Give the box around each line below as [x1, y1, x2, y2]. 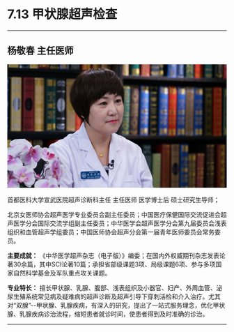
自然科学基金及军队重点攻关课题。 [13, 269, 111, 277]
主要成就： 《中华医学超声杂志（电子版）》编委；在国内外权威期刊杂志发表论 [7, 251, 226, 259]
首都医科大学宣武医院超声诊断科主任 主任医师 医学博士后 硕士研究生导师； [7, 195, 220, 204]
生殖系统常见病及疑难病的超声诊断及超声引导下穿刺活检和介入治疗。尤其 [13, 292, 221, 301]
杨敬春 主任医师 [7, 45, 74, 56]
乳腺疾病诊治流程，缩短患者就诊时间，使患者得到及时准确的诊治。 [19, 310, 209, 318]
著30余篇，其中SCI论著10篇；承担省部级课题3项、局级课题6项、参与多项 [7, 259, 216, 269]
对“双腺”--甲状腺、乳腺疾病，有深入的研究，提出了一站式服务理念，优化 [7, 301, 214, 309]
